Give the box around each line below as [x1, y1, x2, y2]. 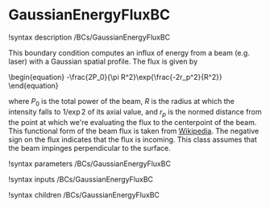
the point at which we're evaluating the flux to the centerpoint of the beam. [8, 117, 257, 127]
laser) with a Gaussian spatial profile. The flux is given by [8, 56, 198, 66]
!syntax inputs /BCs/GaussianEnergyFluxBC [8, 174, 154, 184]
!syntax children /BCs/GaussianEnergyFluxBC [8, 189, 160, 199]
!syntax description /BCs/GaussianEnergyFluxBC [8, 32, 171, 42]
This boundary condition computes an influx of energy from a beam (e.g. [8, 48, 250, 57]
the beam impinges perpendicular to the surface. [8, 143, 171, 152]
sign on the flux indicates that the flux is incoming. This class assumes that [8, 135, 257, 144]
